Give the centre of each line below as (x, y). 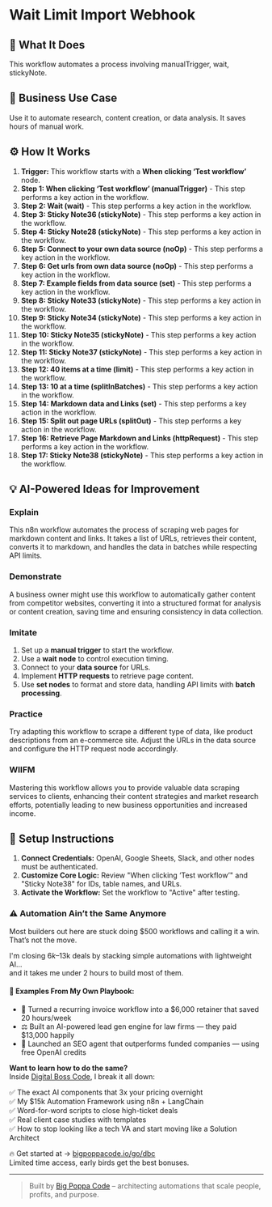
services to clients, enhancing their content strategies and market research (134, 796)
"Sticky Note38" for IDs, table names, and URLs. (101, 884)
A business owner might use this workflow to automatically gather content (133, 594)
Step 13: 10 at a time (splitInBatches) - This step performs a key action (139, 386)
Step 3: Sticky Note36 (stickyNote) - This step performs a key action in (141, 214)
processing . (42, 693)
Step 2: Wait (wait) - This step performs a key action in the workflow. (136, 206)
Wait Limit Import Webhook (103, 15)
